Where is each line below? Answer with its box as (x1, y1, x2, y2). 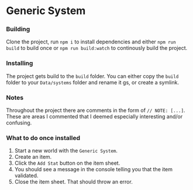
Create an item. (14, 154, 52, 161)
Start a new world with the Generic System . (14, 147, 118, 154)
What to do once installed (6, 134, 81, 142)
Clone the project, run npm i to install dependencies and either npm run (6, 38, 177, 45)
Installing (6, 59, 33, 67)
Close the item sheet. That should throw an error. (14, 178, 133, 185)
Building (6, 25, 30, 33)
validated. (14, 172, 39, 179)
